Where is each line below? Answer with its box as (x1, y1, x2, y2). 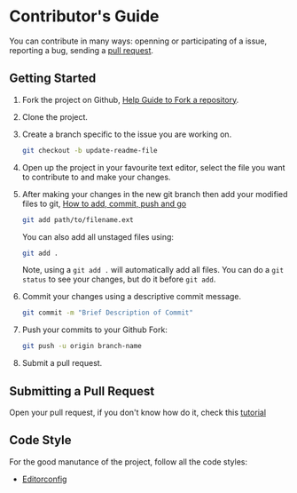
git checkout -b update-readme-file (21, 146, 158, 155)
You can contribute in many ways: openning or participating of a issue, (9, 36, 268, 46)
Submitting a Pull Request (9, 384, 155, 399)
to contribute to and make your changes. (21, 171, 171, 182)
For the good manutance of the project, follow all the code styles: (9, 456, 248, 467)
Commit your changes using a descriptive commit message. (21, 291, 242, 302)
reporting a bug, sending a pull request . (9, 44, 153, 55)
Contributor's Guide (9, 6, 160, 27)
